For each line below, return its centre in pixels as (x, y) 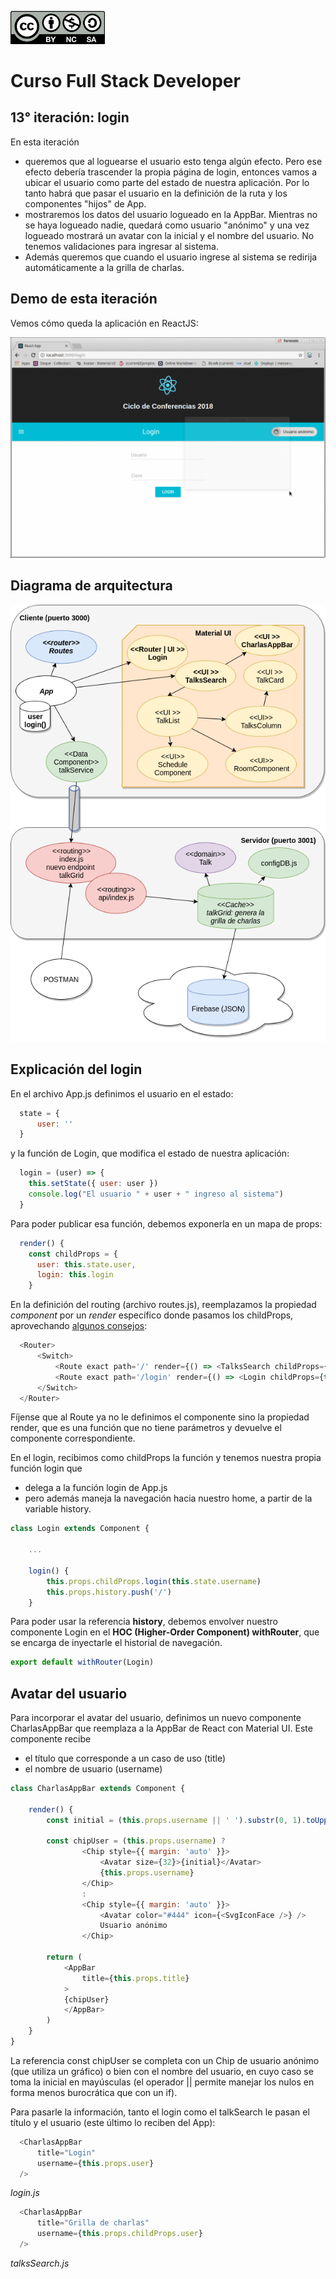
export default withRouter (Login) (82, 1662)
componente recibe (51, 1739)
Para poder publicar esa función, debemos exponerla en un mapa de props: (166, 1223)
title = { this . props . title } (135, 1978)
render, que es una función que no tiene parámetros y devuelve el (146, 1428)
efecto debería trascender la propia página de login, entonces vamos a (170, 172)
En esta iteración (45, 142)
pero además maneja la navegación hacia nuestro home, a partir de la (168, 1498)
